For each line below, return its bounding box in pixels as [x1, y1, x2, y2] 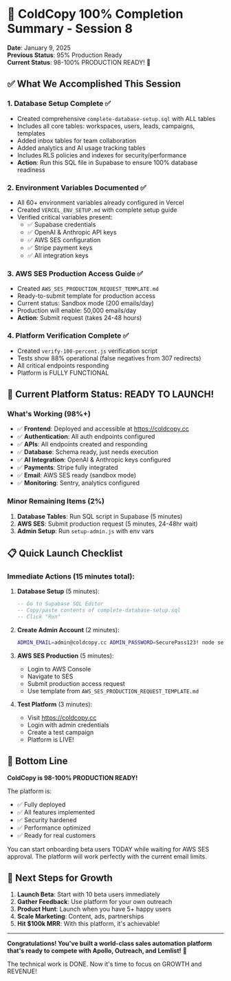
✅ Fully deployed [16, 800, 66, 808]
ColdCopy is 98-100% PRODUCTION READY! [7, 773, 138, 781]
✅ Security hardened [16, 815, 77, 824]
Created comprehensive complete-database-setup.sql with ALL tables [16, 114, 216, 122]
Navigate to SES [27, 672, 74, 680]
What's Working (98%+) [7, 409, 91, 418]
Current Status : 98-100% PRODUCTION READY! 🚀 [7, 58, 151, 66]
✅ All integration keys [27, 251, 89, 259]
